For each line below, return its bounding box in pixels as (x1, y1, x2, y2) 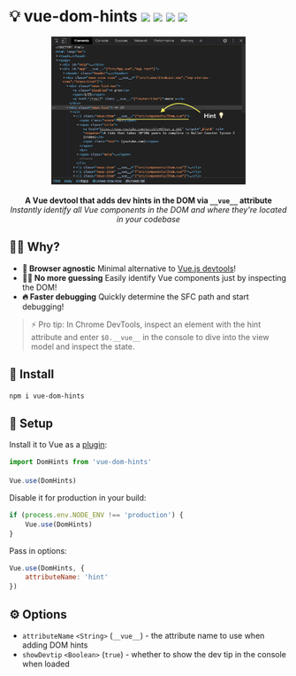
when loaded (21, 658, 70, 669)
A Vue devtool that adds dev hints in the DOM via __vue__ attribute (25, 195, 272, 206)
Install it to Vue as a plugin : (9, 439, 108, 450)
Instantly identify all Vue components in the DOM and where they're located (10, 205, 287, 214)
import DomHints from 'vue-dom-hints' (9, 458, 152, 467)
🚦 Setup (9, 416, 54, 431)
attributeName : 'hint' (25, 573, 109, 582)
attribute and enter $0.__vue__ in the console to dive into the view (30, 331, 269, 342)
